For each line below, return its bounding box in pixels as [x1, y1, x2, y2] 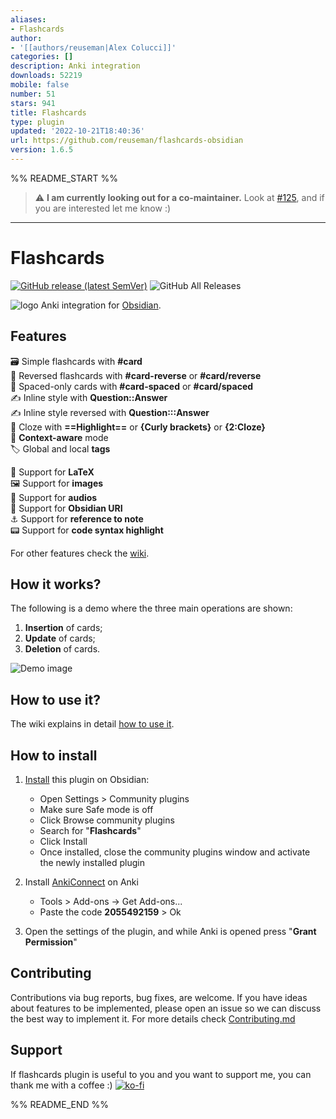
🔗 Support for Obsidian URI [10, 502, 123, 514]
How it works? [10, 576, 102, 593]
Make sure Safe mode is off [39, 804, 154, 816]
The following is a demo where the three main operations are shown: [10, 602, 293, 615]
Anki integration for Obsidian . [40, 299, 162, 311]
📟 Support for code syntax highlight [10, 524, 164, 536]
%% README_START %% [10, 172, 118, 184]
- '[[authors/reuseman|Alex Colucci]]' [10, 42, 177, 53]
